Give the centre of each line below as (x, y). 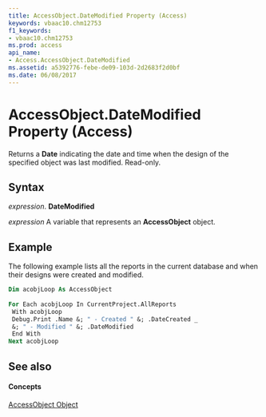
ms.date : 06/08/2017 (43, 75)
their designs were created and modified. (76, 275)
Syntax (26, 187)
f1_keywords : (30, 30)
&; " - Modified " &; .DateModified (73, 327)
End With (26, 334)
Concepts (25, 387)
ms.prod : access (35, 46)
